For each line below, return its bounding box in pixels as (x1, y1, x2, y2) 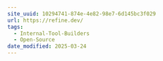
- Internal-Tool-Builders (13, 29, 90, 37)
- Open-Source (13, 36, 55, 43)
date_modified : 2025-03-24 (7, 43, 87, 50)
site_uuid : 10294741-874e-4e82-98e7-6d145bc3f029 (7, 10, 157, 18)
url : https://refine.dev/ (7, 17, 83, 24)
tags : (7, 23, 23, 30)
